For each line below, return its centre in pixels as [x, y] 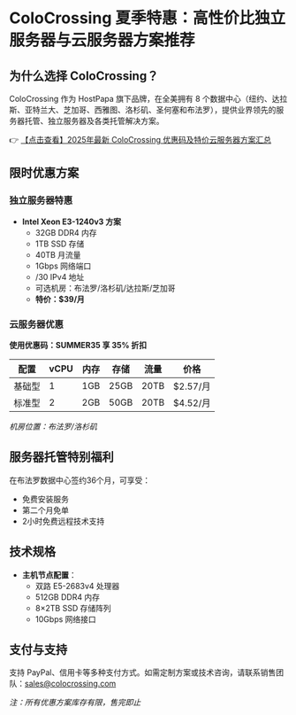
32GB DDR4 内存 [66, 232]
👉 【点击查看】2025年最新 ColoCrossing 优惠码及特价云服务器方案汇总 [140, 140]
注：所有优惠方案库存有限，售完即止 [75, 703]
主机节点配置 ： [49, 575]
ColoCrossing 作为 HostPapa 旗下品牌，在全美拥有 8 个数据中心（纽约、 [140, 99]
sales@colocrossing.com [71, 684]
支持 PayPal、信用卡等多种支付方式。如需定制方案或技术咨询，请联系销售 [143, 672]
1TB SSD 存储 [60, 244]
